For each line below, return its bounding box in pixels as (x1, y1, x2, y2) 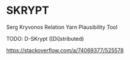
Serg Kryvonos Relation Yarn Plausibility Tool (6, 23, 118, 31)
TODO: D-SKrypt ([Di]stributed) (6, 35, 84, 42)
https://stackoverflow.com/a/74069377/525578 (6, 46, 124, 54)
